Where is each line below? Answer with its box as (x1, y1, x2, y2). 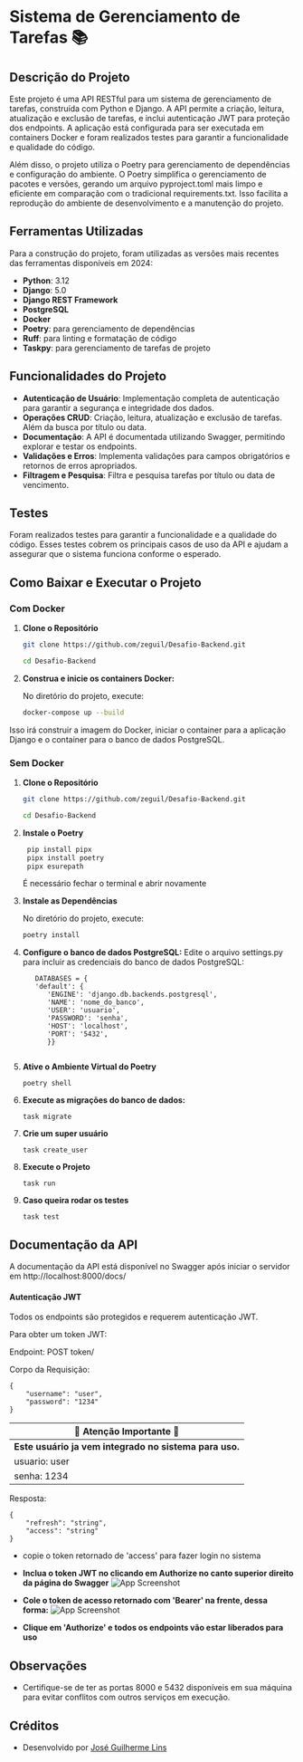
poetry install (22, 931, 80, 940)
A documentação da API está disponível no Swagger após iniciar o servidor (9, 1261, 291, 1272)
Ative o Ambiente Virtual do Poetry (22, 1061, 156, 1072)
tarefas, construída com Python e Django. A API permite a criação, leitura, (9, 103, 285, 114)
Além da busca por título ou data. (22, 421, 147, 432)
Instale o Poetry (22, 827, 84, 838)
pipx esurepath (26, 862, 84, 871)
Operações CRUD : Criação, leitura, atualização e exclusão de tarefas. (22, 412, 283, 423)
